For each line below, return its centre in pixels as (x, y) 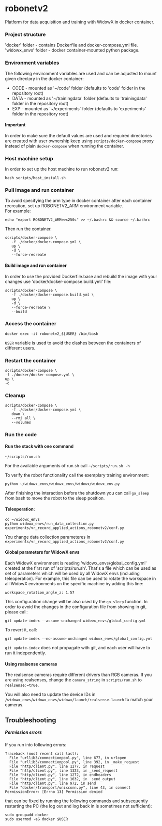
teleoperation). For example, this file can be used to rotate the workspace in (81, 578)
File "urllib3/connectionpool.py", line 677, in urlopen (68, 758)
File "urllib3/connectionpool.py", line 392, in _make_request (74, 762)
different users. (20, 348)
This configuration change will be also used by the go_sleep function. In (76, 601)
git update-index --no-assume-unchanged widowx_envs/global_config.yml (79, 639)
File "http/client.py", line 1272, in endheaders (60, 775)
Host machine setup (29, 158)
